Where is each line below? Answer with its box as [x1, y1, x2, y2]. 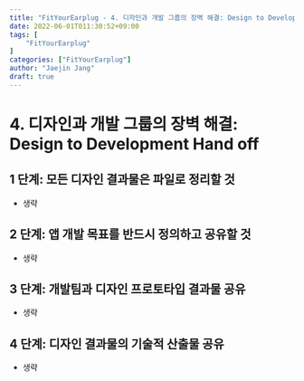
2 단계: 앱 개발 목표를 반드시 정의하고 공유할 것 [9, 227, 252, 243]
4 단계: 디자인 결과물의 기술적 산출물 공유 [9, 336, 224, 351]
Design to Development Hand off [9, 133, 260, 154]
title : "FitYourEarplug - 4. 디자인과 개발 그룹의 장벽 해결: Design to [9, 13, 265, 23]
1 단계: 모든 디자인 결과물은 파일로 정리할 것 [9, 172, 235, 187]
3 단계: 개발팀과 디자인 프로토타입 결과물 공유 [9, 281, 246, 297]
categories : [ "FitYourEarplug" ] [9, 55, 131, 64]
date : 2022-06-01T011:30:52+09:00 [9, 22, 140, 31]
